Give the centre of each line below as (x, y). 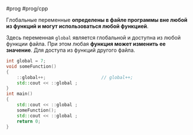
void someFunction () (32, 66)
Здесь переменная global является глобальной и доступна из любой (94, 37)
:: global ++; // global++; (75, 77)
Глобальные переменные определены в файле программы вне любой (97, 20)
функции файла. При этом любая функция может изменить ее (86, 44)
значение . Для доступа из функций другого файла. (71, 50)
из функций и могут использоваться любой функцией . (77, 26)
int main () (19, 94)
